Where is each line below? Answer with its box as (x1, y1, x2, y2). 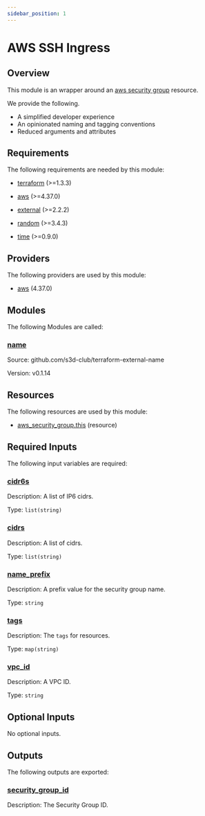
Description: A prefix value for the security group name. (7, 585, 166, 593)
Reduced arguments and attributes (17, 127, 116, 136)
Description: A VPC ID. (7, 678, 71, 686)
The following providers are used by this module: (7, 271, 146, 279)
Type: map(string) (7, 645, 59, 653)
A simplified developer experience (17, 112, 115, 121)
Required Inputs (7, 441, 77, 453)
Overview (7, 67, 50, 80)
